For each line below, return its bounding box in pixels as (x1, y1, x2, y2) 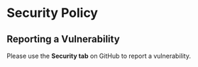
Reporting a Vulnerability (6, 33, 120, 45)
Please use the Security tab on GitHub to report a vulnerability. (6, 51, 191, 60)
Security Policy (6, 5, 99, 21)
